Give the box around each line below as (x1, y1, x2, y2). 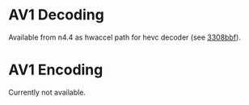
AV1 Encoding (8, 61, 103, 79)
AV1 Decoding (8, 6, 105, 24)
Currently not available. (8, 87, 87, 97)
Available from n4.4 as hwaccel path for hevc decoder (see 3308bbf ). (8, 32, 241, 42)
